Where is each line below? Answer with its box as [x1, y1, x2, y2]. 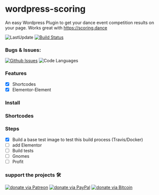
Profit [12, 159, 24, 165]
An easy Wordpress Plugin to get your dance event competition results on [5, 20, 155, 25]
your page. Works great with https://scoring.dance [5, 24, 107, 30]
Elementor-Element [12, 87, 52, 93]
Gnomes [12, 153, 29, 159]
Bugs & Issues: [5, 47, 41, 53]
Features [5, 70, 27, 77]
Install [5, 99, 21, 106]
